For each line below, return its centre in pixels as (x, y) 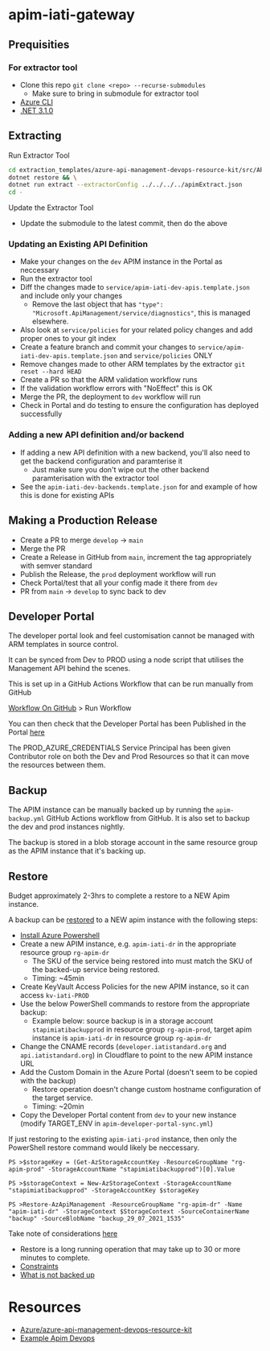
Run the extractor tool (56, 278)
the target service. (62, 1098)
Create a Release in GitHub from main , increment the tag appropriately (135, 557)
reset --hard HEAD (51, 372)
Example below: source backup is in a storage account (123, 1021)
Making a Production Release (83, 521)
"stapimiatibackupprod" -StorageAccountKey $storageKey (104, 1191)
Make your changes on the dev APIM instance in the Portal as (121, 262)
